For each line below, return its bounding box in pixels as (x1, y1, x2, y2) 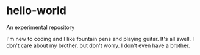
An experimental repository (6, 24, 75, 31)
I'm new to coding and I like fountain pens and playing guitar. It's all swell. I (6, 35, 194, 42)
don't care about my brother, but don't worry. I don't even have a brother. (6, 42, 190, 49)
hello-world (6, 4, 67, 18)
